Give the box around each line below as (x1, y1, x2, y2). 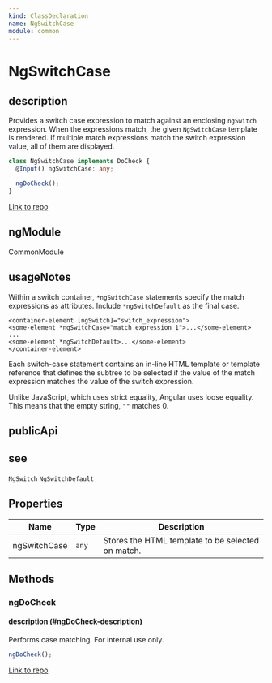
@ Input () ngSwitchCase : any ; (15, 165, 114, 173)
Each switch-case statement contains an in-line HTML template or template (8, 359, 261, 369)
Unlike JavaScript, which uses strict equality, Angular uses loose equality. (8, 391, 254, 402)
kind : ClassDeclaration (8, 11, 89, 20)
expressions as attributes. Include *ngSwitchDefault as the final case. (8, 300, 240, 310)
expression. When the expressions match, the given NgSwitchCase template (8, 124, 257, 134)
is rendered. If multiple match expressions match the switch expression (8, 133, 246, 143)
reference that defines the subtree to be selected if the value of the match (8, 367, 255, 378)
